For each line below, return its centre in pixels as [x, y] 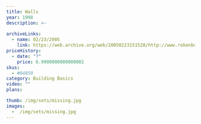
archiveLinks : [24, 34]
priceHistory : [24, 51]
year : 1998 [20, 17]
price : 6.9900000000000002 [51, 62]
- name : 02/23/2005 [36, 40]
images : [16, 106]
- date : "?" [27, 56]
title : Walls [22, 12]
